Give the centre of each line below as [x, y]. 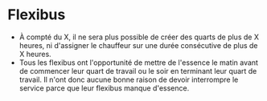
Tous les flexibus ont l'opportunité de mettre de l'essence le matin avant [139, 63]
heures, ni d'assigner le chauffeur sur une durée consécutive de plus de [138, 45]
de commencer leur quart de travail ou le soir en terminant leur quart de [138, 71]
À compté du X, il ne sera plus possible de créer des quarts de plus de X [139, 37]
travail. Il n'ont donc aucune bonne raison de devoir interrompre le [129, 79]
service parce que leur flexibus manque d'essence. [104, 88]
